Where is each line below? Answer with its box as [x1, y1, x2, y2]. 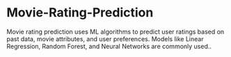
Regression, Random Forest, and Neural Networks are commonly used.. [6, 42, 212, 50]
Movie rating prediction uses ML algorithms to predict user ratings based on [6, 27, 225, 36]
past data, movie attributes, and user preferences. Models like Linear [6, 34, 204, 43]
